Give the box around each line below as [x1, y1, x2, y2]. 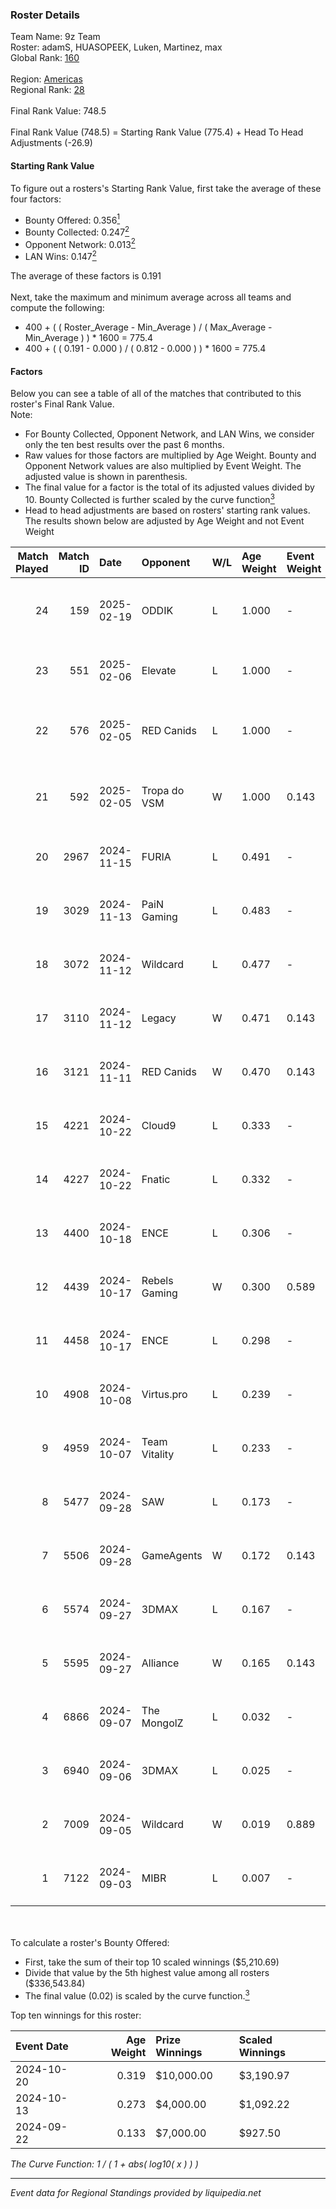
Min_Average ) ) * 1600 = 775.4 [24, 332, 153, 344]
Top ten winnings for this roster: [10, 2009, 142, 2021]
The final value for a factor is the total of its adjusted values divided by [24, 481, 315, 493]
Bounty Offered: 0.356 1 [24, 212, 121, 226]
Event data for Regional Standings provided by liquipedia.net [10, 2186, 262, 2198]
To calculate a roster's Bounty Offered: [10, 1936, 170, 1948]
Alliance [141, 1656, 180, 1670]
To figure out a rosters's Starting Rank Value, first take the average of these [10, 182, 322, 194]
